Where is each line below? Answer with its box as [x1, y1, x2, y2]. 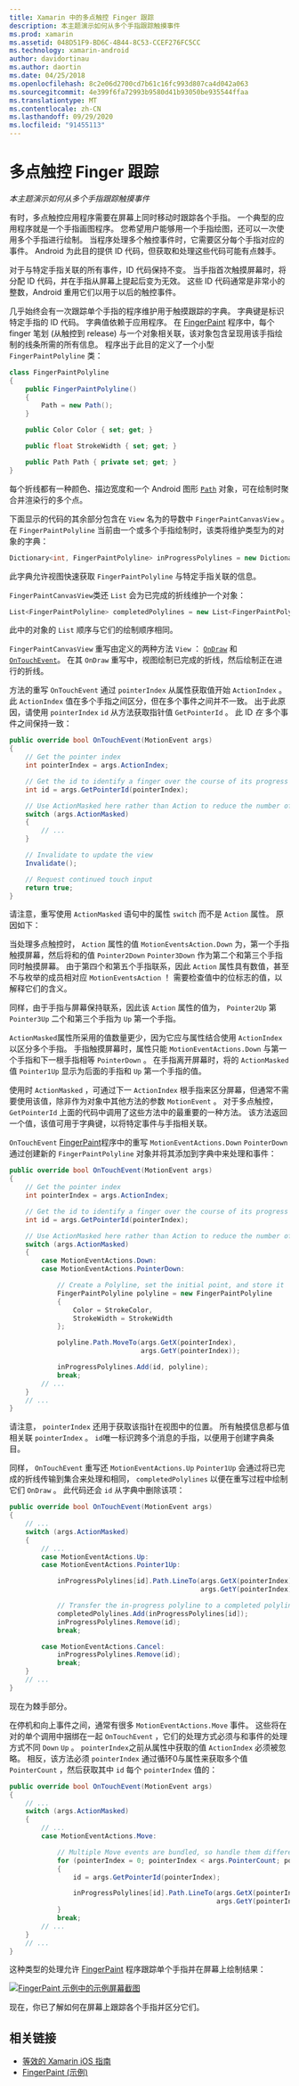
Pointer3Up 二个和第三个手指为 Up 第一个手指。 [9, 1014, 181, 1024]
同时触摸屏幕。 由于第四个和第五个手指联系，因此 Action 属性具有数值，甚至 [9, 961, 289, 972]
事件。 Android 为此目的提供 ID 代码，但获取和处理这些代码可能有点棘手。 [9, 245, 281, 256]
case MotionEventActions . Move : [41, 1832, 158, 1841]
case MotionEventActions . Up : [41, 1552, 149, 1561]
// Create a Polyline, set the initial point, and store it [56, 1281, 285, 1290]
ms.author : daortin [9, 63, 82, 72]
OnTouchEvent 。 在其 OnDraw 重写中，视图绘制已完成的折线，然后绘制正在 [9, 654, 275, 665]
